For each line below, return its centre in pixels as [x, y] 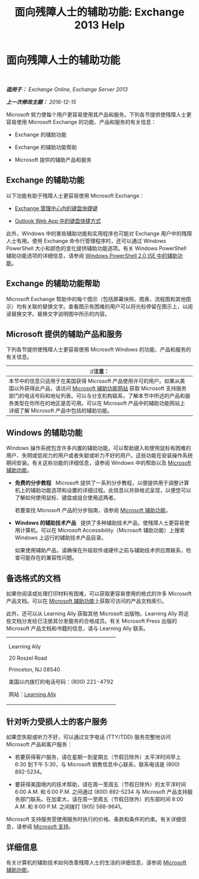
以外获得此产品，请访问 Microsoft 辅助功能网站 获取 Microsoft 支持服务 [100, 388]
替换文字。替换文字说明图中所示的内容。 [60, 314]
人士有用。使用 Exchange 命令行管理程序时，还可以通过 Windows [86, 241]
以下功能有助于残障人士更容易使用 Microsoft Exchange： [76, 196]
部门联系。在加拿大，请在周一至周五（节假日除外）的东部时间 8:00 [102, 799]
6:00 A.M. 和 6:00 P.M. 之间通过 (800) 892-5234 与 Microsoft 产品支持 [101, 792]
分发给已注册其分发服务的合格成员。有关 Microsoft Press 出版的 [99, 621]
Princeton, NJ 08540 [34, 669]
